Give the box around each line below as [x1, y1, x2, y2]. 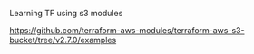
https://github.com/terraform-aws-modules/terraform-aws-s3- [9, 25, 245, 35]
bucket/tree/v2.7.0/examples [9, 35, 117, 45]
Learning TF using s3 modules [9, 8, 123, 18]
